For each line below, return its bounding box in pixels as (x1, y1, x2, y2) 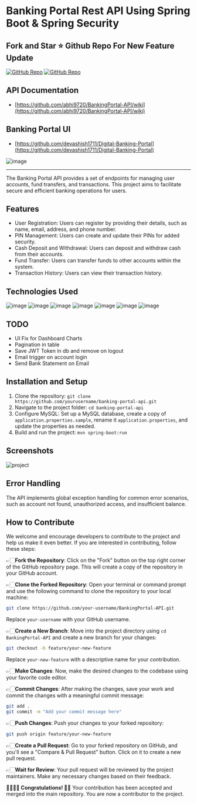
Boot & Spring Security (6, 16, 119, 30)
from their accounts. (14, 251, 64, 258)
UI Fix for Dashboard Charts (14, 335, 83, 342)
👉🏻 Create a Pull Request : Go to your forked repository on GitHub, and (6, 742, 178, 749)
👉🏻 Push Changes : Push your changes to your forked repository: (6, 719, 164, 727)
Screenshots (6, 446, 54, 456)
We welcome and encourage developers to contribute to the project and (6, 533, 181, 540)
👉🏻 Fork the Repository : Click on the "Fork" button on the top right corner (6, 557, 186, 564)
